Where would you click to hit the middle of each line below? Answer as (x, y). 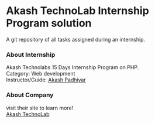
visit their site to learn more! (40, 108)
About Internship (31, 54)
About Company (30, 95)
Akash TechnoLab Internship (77, 11)
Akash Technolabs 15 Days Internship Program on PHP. (73, 67)
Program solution (49, 23)
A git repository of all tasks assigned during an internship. (75, 39)
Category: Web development (41, 74)
